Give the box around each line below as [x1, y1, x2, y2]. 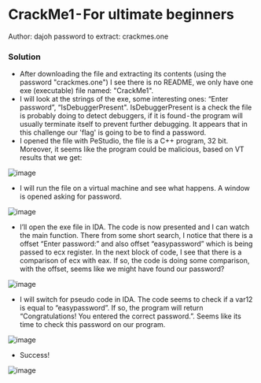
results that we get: [19, 153, 83, 162]
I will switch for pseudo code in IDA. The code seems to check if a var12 [19, 295, 253, 304]
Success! [19, 351, 50, 360]
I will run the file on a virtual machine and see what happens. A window [19, 184, 250, 193]
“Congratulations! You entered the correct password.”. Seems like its [19, 311, 241, 321]
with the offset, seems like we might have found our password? [19, 264, 225, 273]
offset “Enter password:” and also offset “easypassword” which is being [19, 239, 253, 249]
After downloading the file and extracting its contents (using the [19, 69, 226, 79]
